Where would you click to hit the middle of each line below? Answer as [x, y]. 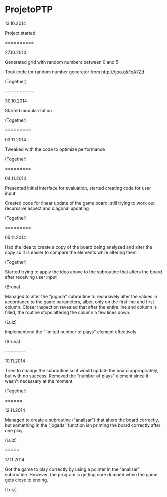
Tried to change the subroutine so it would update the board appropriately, [82, 370]
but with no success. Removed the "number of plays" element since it [77, 376]
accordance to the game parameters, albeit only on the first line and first [80, 302]
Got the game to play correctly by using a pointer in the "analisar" [73, 469]
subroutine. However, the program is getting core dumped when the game [81, 474]
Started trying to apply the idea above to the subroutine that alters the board [84, 272]
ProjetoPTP [29, 9]
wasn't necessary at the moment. [39, 381]
